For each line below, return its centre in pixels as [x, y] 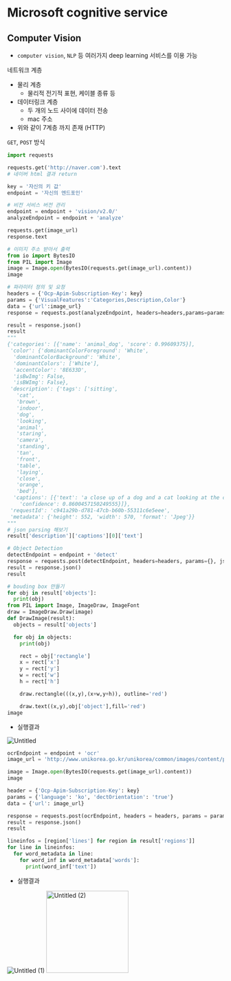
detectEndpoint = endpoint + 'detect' [63, 555]
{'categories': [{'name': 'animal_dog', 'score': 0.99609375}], [101, 344]
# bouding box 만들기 [36, 586]
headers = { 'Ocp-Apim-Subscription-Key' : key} [75, 294]
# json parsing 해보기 [37, 530]
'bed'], [27, 492]
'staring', [32, 434]
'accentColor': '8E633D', [51, 370]
